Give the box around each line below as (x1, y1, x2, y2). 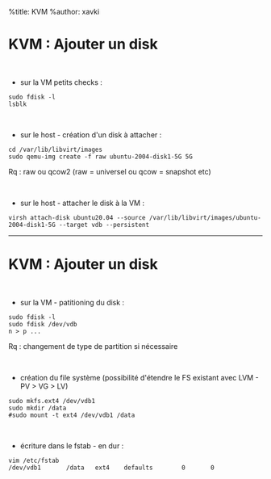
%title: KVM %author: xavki (8, 7, 100, 16)
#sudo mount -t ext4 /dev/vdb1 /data (8, 411, 135, 419)
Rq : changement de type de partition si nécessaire (8, 341, 178, 351)
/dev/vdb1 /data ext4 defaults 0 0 (8, 464, 215, 472)
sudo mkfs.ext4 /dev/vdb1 (8, 397, 95, 405)
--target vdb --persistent (59, 221, 150, 229)
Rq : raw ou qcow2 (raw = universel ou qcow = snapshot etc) (8, 166, 211, 176)
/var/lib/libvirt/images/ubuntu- (148, 213, 262, 221)
